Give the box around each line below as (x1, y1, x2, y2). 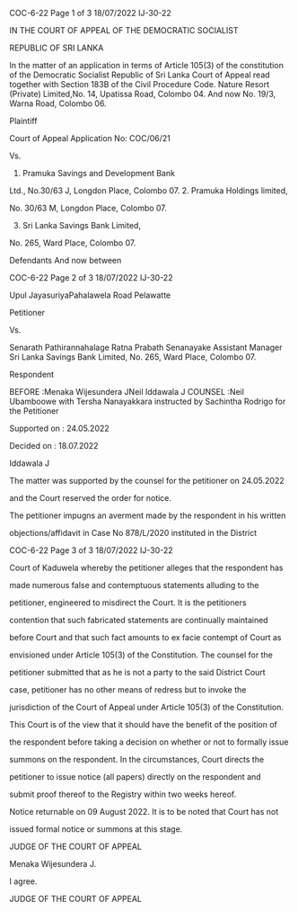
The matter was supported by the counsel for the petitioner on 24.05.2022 (9, 476, 285, 486)
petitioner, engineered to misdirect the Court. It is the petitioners (9, 597, 247, 608)
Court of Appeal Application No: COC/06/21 (9, 133, 171, 143)
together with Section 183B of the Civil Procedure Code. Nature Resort (9, 79, 270, 89)
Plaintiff (9, 116, 38, 126)
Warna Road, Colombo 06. (9, 98, 107, 109)
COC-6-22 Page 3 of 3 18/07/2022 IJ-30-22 (9, 545, 173, 556)
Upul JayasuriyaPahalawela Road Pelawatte (9, 290, 171, 300)
